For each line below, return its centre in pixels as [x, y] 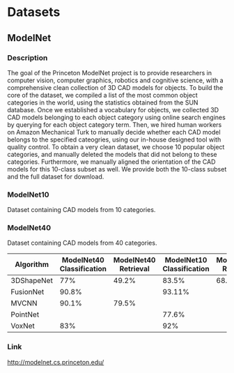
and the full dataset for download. [56, 176]
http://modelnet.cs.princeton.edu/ [56, 362]
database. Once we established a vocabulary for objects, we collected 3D [113, 109]
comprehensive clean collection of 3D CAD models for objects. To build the [115, 87]
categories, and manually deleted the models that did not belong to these [112, 154]
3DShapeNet [32, 281]
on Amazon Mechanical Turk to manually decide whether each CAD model [114, 132]
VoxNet [23, 326]
